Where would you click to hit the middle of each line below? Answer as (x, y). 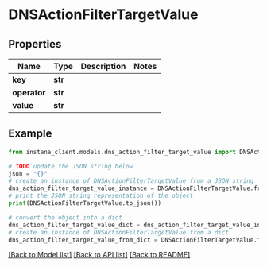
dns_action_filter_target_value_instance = (81, 188)
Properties (35, 44)
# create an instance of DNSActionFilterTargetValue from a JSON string (131, 181)
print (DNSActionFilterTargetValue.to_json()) (85, 203)
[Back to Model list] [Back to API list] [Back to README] (99, 255)
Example (30, 134)
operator (29, 93)
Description (103, 66)
